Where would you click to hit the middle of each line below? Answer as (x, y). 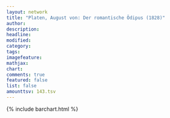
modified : (19, 40)
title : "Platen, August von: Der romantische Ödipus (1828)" (86, 18)
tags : (13, 52)
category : (19, 46)
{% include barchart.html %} (42, 109)
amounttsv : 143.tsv (31, 92)
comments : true (26, 75)
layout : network (27, 12)
